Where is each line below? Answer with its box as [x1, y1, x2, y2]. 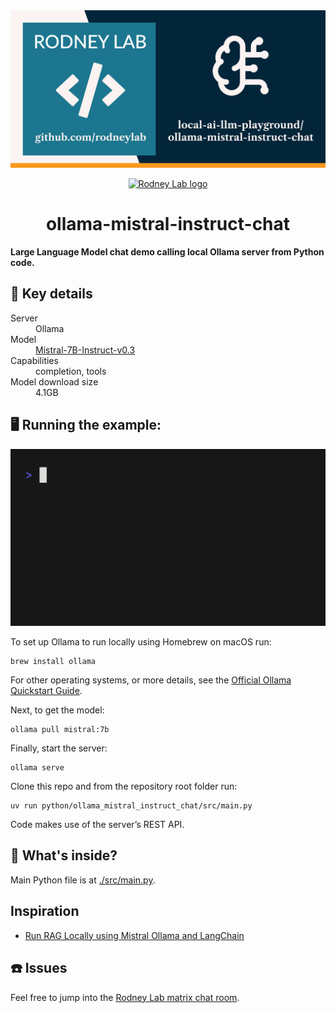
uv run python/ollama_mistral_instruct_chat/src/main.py [10, 801, 253, 811]
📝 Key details [10, 285, 93, 303]
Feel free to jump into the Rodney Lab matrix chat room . [10, 991, 240, 1003]
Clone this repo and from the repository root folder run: [10, 780, 238, 793]
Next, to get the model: [10, 704, 105, 716]
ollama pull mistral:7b [10, 725, 110, 735]
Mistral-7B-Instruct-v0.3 [35, 344, 136, 356]
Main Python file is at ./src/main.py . [10, 874, 156, 886]
